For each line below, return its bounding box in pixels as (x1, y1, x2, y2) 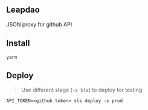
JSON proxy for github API (6, 20, 72, 28)
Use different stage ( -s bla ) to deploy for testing (21, 87, 143, 94)
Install (6, 38, 30, 49)
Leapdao (6, 5, 40, 15)
